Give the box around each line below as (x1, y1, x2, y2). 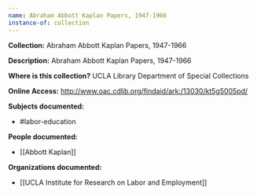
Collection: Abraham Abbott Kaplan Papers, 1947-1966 (8, 40, 187, 50)
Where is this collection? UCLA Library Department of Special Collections (8, 71, 249, 80)
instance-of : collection (8, 19, 90, 27)
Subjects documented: (8, 101, 85, 111)
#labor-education (19, 116, 76, 126)
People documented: (8, 131, 79, 142)
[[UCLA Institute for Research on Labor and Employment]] (19, 178, 207, 187)
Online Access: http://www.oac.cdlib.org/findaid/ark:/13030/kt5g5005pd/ (8, 86, 248, 95)
